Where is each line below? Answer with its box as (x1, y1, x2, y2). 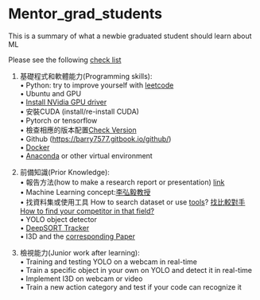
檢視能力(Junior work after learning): (19, 247, 141, 257)
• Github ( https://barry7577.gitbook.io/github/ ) (19, 134, 172, 143)
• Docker (19, 142, 50, 152)
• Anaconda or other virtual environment (19, 150, 153, 160)
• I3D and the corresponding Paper (19, 232, 135, 241)
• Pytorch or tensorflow (19, 115, 98, 125)
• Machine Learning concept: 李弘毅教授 (19, 187, 151, 197)
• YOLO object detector (19, 214, 97, 224)
